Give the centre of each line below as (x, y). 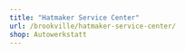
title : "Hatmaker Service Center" (75, 18)
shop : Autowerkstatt (49, 34)
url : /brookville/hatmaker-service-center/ (93, 26)
